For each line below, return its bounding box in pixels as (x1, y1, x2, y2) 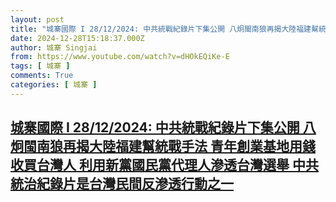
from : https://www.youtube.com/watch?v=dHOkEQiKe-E (10, 52, 230, 62)
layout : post (10, 14, 65, 25)
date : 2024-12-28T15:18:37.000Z (10, 33, 145, 43)
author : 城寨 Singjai (10, 42, 98, 53)
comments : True (10, 71, 74, 81)
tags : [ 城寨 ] (10, 61, 71, 71)
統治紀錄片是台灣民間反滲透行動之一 (10, 176, 234, 193)
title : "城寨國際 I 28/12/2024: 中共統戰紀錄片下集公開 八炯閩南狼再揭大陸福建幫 (10, 24, 319, 34)
